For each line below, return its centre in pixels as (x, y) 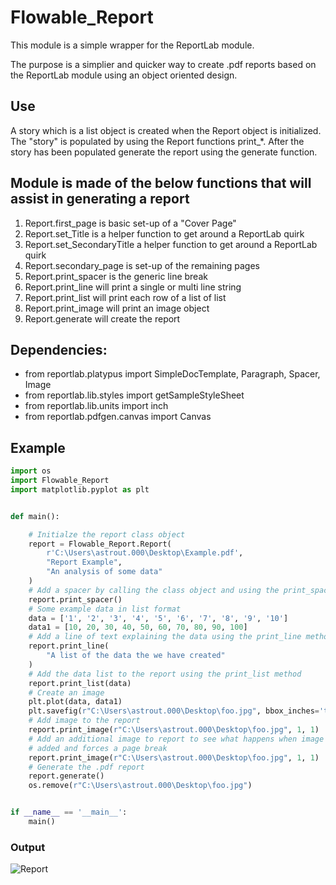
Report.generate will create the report (102, 318)
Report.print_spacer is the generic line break (116, 276)
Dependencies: (59, 349)
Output (28, 847)
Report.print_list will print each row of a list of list (125, 297)
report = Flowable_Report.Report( (100, 544)
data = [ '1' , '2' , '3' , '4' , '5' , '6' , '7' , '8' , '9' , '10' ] (158, 618)
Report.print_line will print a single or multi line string (133, 287)
